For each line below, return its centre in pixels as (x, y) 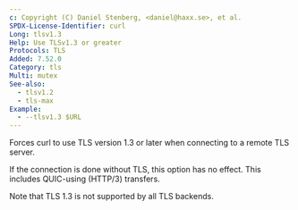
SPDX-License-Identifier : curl (68, 26)
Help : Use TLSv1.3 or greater (66, 42)
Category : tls (36, 68)
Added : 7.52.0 (36, 59)
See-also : (28, 84)
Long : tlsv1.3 (36, 34)
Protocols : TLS (38, 51)
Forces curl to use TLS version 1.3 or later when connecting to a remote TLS (149, 143)
